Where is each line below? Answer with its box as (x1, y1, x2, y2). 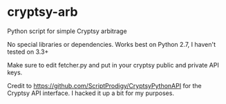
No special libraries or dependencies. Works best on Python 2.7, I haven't (7, 40, 216, 48)
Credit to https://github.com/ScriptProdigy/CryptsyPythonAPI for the (7, 81, 202, 90)
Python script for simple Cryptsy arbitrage (7, 27, 127, 35)
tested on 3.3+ (7, 48, 49, 56)
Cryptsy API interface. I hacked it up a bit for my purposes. (7, 89, 175, 97)
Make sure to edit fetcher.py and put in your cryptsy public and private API (7, 61, 219, 69)
